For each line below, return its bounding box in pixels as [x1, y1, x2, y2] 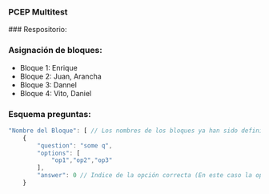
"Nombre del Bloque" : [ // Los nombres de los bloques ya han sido [8, 127, 239, 135]
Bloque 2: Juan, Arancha [19, 71, 102, 81]
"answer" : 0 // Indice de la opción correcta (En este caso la [37, 172, 252, 180]
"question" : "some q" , [37, 141, 113, 150]
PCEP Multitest [8, 6, 68, 18]
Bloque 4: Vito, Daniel [19, 88, 92, 98]
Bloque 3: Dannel [19, 79, 78, 90]
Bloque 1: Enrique [19, 63, 78, 72]
